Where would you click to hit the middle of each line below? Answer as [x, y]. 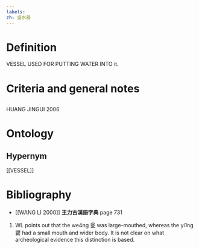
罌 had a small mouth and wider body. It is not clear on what [90, 233]
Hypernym [27, 156]
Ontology [30, 134]
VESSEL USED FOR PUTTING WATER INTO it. [62, 64]
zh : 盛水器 [19, 18]
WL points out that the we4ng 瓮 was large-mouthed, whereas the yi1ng [104, 225]
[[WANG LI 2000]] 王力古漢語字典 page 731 [68, 212]
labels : [16, 12]
